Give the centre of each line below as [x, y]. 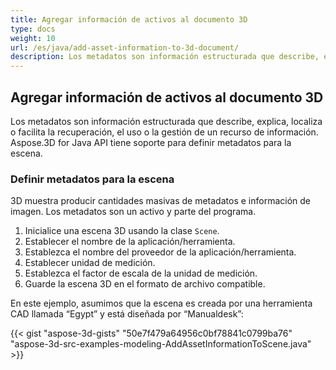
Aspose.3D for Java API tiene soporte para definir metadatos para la [151, 142]
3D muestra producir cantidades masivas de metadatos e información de [160, 201]
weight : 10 [33, 38]
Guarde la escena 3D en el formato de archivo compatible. [145, 284]
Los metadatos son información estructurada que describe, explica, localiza [166, 121]
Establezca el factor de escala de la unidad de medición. [141, 273]
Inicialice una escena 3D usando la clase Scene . [122, 231]
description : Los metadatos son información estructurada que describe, [165, 57]
